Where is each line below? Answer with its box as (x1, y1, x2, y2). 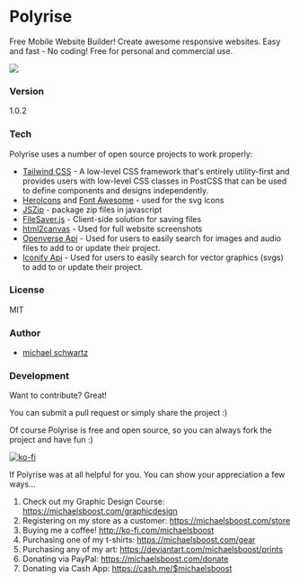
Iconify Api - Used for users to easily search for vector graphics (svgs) (22, 252, 285, 263)
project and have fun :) (9, 435, 94, 445)
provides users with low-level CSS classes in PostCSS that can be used (22, 175, 287, 186)
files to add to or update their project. (22, 242, 161, 253)
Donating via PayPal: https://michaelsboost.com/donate (22, 553, 229, 564)
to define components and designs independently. (22, 184, 209, 195)
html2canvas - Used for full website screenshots (22, 223, 203, 234)
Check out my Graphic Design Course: (22, 497, 165, 507)
